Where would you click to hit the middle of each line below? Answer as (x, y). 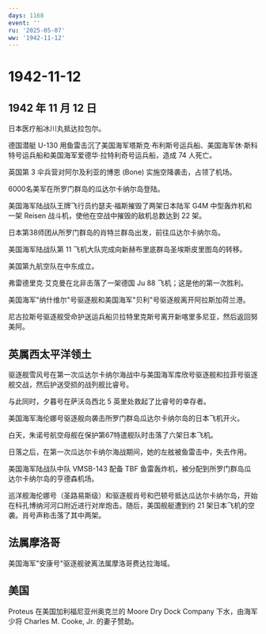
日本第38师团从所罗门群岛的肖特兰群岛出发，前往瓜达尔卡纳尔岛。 (117, 233)
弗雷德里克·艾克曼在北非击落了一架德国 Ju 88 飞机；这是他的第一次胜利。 (128, 283)
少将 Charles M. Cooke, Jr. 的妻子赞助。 (73, 621)
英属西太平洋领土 (50, 354)
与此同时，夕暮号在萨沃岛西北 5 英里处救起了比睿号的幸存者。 (110, 402)
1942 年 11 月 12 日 (53, 108)
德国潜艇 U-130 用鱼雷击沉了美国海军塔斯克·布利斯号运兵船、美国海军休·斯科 (133, 145)
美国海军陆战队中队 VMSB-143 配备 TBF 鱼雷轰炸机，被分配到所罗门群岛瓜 (130, 469)
